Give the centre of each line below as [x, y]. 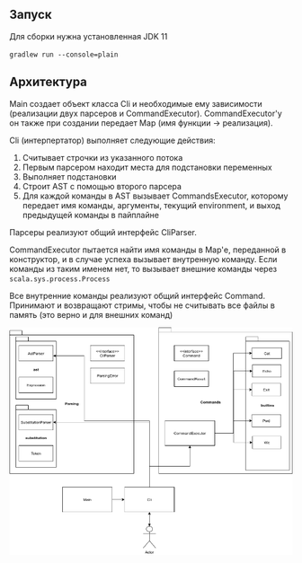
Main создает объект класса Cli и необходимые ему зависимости [136, 103]
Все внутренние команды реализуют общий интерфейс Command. [138, 295]
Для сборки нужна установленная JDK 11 [89, 36]
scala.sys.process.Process [60, 279]
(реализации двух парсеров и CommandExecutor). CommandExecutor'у [146, 113]
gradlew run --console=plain [64, 54]
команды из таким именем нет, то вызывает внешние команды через [143, 268]
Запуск [31, 15]
